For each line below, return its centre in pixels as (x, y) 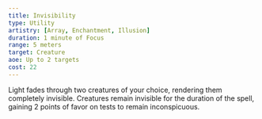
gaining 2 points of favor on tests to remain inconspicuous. (104, 106)
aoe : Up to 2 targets (44, 60)
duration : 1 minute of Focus (56, 38)
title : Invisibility (42, 15)
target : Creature (37, 52)
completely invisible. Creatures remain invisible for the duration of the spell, (131, 98)
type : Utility (32, 23)
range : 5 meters (35, 45)
